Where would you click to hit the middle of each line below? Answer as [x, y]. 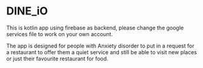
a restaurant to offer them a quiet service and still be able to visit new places [101, 52]
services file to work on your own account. [60, 34]
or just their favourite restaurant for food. [57, 58]
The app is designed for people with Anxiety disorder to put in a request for [100, 46]
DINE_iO [27, 11]
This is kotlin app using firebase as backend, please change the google [95, 28]
